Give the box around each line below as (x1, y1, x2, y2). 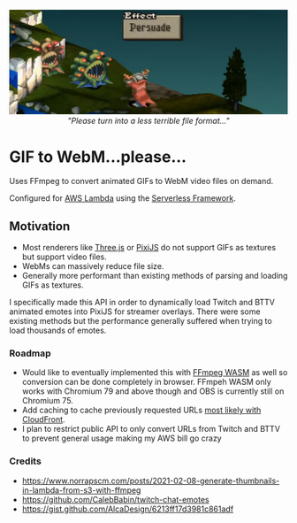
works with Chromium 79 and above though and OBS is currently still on (21, 386, 285, 396)
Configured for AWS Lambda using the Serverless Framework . (9, 193, 236, 204)
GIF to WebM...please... (9, 147, 187, 166)
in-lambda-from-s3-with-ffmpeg (21, 484, 141, 496)
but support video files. (21, 251, 108, 262)
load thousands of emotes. (9, 325, 107, 336)
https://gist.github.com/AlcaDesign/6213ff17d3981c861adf (21, 504, 234, 514)
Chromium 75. (21, 396, 73, 406)
